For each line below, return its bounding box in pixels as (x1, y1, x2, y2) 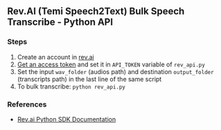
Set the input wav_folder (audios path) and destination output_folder (17, 67, 214, 75)
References (7, 100, 47, 109)
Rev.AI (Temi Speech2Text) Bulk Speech (7, 6, 185, 17)
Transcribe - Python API (7, 17, 113, 28)
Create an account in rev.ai (17, 53, 95, 61)
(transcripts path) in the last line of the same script (17, 75, 162, 83)
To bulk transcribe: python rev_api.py (17, 82, 126, 91)
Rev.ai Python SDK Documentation (17, 115, 116, 123)
